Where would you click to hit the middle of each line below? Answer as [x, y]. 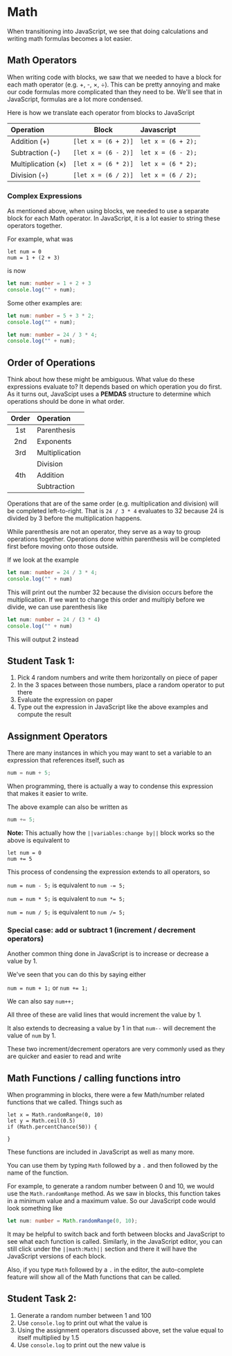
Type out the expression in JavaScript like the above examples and [113, 707]
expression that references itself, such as [66, 760]
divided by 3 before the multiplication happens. [74, 518]
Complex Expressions [45, 196]
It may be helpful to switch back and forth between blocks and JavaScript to [116, 1234]
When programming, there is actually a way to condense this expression [110, 786]
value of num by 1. [32, 1035]
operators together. [35, 226]
